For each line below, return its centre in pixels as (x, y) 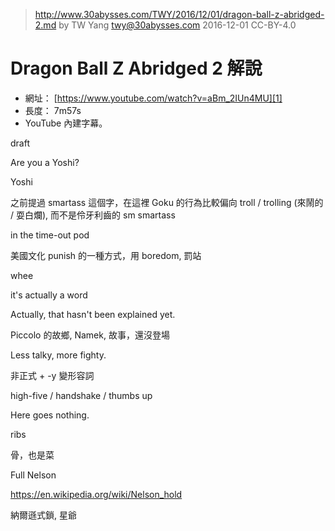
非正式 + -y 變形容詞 (52, 375)
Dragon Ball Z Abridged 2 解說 (136, 68)
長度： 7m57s (53, 110)
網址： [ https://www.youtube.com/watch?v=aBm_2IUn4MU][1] (153, 98)
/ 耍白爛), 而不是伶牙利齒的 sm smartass (93, 215)
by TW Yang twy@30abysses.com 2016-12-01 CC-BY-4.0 (177, 25)
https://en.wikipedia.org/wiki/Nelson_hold (96, 494)
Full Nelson (33, 475)
